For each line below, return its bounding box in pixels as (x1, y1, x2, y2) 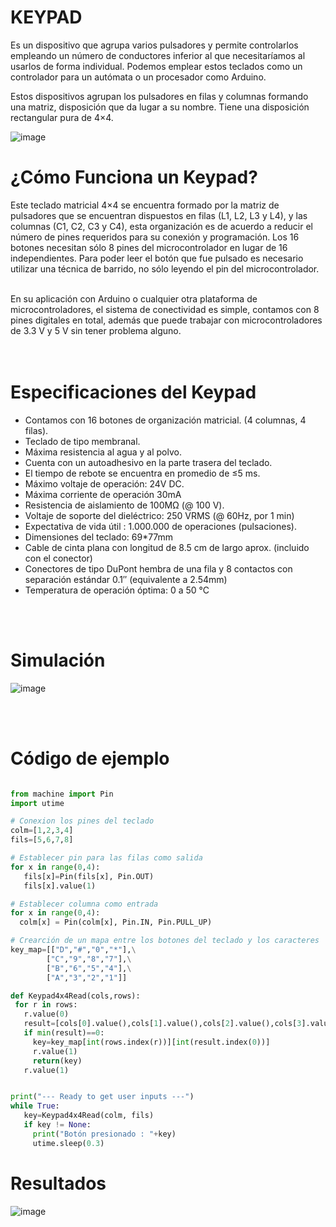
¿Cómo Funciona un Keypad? (10, 166, 258, 189)
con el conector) (24, 552, 93, 564)
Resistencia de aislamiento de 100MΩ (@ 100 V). (24, 499, 225, 511)
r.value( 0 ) (23, 1009, 70, 1020)
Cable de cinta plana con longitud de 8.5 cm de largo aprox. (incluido (24, 541, 310, 553)
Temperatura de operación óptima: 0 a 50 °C (24, 584, 210, 596)
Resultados (10, 1172, 107, 1195)
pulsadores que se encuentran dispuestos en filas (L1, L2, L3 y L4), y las (10, 209, 308, 221)
